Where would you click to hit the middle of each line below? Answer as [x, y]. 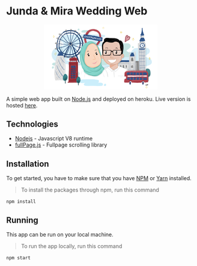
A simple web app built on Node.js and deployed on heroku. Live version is [98, 99]
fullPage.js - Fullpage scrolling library [61, 145]
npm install [21, 202]
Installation [28, 164]
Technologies [32, 124]
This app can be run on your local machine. [60, 234]
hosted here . [22, 105]
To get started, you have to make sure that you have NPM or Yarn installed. [99, 178]
